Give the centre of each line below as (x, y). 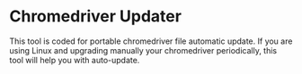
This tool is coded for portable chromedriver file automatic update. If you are (151, 41)
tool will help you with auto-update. (75, 60)
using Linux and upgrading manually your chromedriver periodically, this (143, 50)
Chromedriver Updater (96, 16)
